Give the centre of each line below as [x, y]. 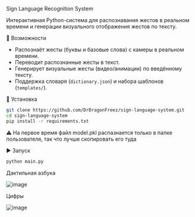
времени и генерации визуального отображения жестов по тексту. [92, 27]
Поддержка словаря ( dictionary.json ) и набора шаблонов [89, 81]
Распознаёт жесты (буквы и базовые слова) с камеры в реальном [99, 49]
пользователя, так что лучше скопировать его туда [71, 139]
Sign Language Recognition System [50, 9]
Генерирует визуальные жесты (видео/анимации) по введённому [98, 69]
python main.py [25, 161]
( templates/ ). [31, 88]
